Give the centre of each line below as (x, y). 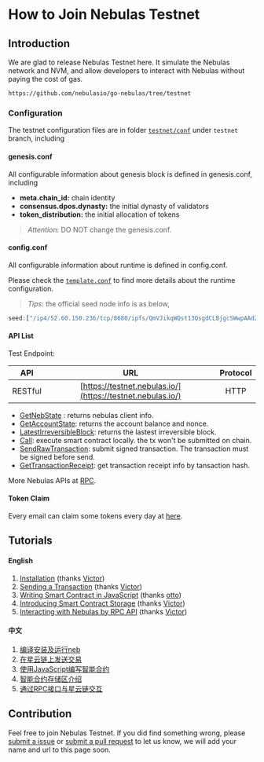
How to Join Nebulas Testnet (104, 15)
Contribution (40, 714)
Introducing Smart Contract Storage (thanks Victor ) (103, 603)
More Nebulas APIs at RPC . (52, 480)
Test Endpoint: (31, 353)
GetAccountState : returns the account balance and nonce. (114, 423)
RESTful (27, 390)
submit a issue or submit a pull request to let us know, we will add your (123, 741)
